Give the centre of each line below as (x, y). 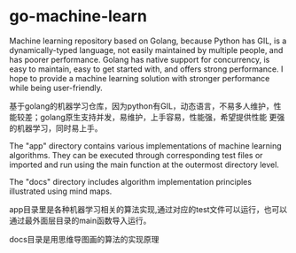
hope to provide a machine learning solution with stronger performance (140, 78)
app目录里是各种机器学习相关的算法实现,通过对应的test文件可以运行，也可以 (148, 209)
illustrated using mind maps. (61, 191)
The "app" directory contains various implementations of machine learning (145, 146)
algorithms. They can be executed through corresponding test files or (136, 155)
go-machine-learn (78, 16)
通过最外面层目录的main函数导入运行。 (80, 220)
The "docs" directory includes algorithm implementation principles (131, 181)
